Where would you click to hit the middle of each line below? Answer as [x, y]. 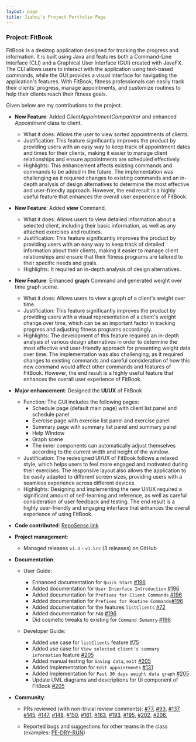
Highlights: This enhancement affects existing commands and [98, 165]
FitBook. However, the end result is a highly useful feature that [98, 372]
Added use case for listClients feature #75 [85, 642]
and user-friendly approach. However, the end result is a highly [99, 190]
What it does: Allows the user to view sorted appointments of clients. [106, 134]
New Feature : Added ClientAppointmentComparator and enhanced [95, 116]
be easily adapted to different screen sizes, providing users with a [103, 476]
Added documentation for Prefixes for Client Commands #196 [107, 594]
